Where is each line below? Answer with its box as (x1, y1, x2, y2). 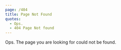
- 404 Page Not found (9, 26, 55, 31)
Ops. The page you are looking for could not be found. (5, 39, 117, 45)
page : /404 (5, 7, 28, 12)
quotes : (5, 16, 21, 21)
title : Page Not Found (5, 12, 52, 17)
